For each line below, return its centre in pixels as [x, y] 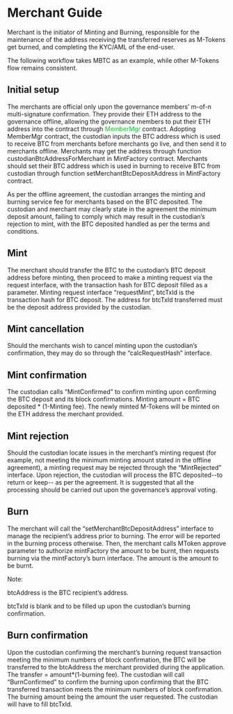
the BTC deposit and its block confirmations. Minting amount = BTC [104, 400]
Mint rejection [38, 436]
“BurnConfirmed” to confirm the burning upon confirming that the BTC [108, 682]
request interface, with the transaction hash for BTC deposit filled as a [107, 284]
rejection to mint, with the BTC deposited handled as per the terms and [109, 224]
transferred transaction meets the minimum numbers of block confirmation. [115, 689]
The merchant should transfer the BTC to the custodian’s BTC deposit [106, 270]
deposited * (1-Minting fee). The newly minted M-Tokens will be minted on [113, 407]
